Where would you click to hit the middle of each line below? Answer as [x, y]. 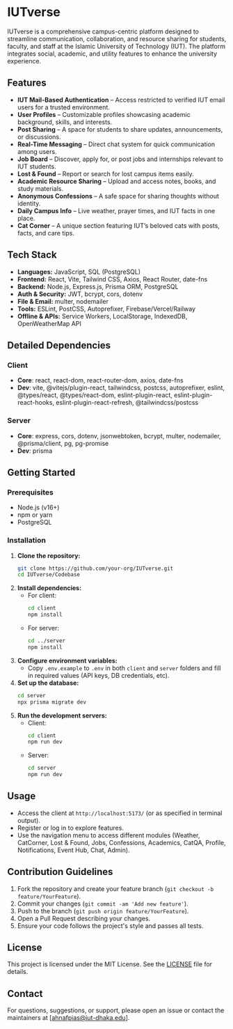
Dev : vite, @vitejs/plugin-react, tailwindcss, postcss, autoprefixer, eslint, [121, 388]
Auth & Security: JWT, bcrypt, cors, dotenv [80, 294]
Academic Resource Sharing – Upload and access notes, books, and [116, 181]
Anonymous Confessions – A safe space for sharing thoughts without [118, 196]
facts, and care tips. [46, 233]
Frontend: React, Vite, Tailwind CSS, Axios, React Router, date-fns [112, 279]
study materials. [40, 188]
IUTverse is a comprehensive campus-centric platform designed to [103, 31]
